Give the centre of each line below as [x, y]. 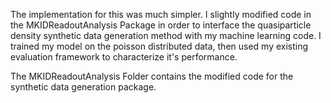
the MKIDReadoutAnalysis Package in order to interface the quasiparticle [161, 25]
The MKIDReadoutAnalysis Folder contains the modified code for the [152, 76]
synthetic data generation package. [83, 87]
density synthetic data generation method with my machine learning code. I [166, 35]
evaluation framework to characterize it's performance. [124, 57]
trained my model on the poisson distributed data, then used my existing [159, 46]
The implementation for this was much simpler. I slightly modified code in [161, 14]
